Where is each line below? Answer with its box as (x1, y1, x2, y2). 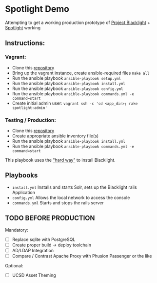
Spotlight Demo (5, 3, 70, 15)
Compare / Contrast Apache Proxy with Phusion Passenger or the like (12, 253, 152, 259)
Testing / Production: (5, 116, 56, 123)
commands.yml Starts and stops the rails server (12, 199, 104, 206)
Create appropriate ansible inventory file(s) (12, 133, 99, 139)
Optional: (5, 262, 23, 268)
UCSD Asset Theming (12, 272, 56, 278)
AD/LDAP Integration (12, 247, 54, 253)
